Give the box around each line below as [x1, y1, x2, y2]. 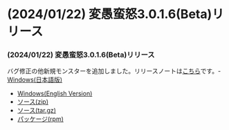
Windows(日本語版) [7, 75, 63, 84]
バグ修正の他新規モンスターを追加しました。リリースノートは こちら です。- [7, 67, 221, 75]
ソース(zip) [17, 98, 49, 106]
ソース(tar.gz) [17, 106, 57, 115]
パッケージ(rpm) [17, 115, 64, 123]
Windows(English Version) [17, 89, 93, 98]
